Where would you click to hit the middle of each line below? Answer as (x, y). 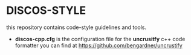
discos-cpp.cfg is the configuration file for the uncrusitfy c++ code (100, 39)
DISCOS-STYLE (46, 11)
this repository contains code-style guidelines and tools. (76, 27)
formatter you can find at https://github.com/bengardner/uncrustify (99, 45)
